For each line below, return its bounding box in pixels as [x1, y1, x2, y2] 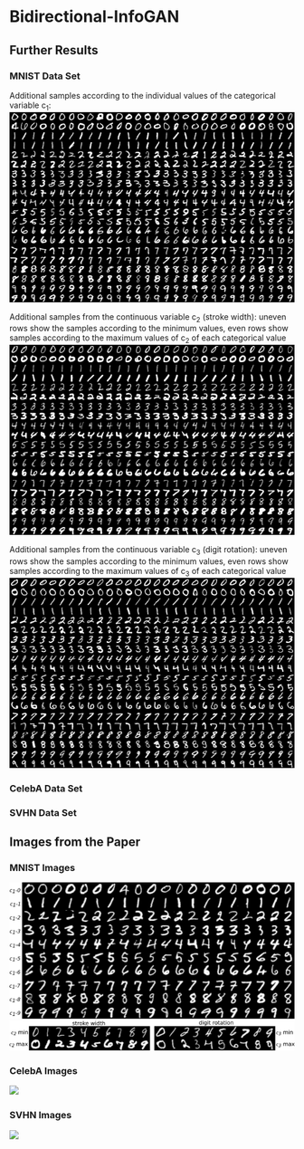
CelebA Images [9, 1064, 79, 1077]
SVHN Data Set [9, 806, 77, 819]
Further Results [9, 43, 99, 58]
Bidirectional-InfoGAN [9, 6, 180, 27]
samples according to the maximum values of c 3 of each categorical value [9, 566, 287, 579]
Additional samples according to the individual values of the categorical [9, 90, 276, 101]
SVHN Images [9, 1109, 72, 1122]
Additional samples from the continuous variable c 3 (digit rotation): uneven [9, 544, 288, 558]
